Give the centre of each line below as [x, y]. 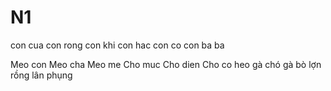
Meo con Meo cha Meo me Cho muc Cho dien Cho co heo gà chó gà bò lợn [166, 64]
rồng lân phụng [41, 75]
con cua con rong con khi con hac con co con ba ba [117, 45]
